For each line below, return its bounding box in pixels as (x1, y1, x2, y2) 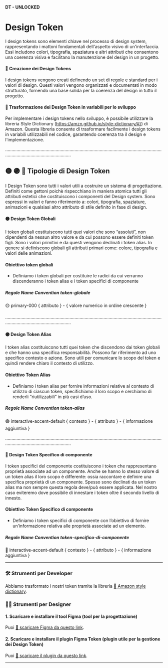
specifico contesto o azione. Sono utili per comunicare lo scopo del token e (5, 355, 160, 361)
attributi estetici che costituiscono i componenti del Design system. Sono (5, 193, 155, 199)
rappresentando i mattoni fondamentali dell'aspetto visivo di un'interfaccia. (5, 43, 159, 50)
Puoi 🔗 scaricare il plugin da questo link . (5, 652, 87, 658)
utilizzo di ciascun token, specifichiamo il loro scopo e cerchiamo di (12, 388, 152, 394)
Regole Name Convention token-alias (5, 405, 85, 411)
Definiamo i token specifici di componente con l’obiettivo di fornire (12, 517, 149, 524)
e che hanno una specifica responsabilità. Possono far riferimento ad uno (5, 350, 156, 356)
